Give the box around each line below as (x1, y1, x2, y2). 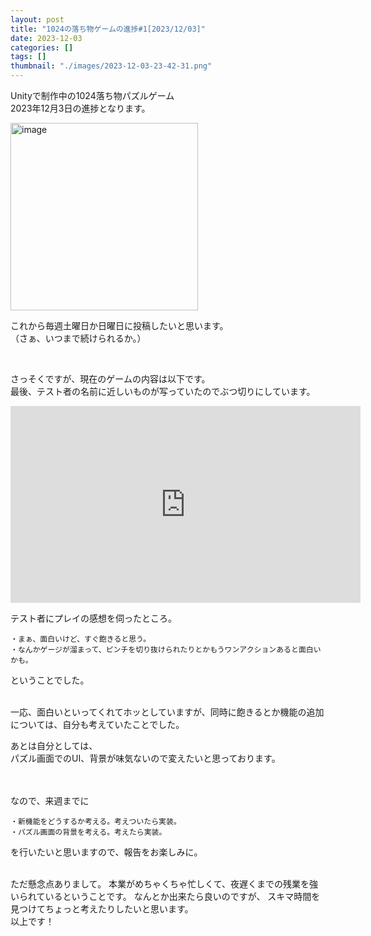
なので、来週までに (10, 795, 90, 806)
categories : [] (10, 42, 74, 53)
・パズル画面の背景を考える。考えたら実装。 (10, 827, 167, 837)
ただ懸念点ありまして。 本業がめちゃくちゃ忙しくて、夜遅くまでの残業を (10, 878, 310, 890)
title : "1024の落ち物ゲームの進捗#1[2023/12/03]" (10, 24, 206, 34)
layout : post (10, 14, 65, 25)
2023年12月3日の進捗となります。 (10, 102, 151, 114)
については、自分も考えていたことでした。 (10, 719, 185, 730)
